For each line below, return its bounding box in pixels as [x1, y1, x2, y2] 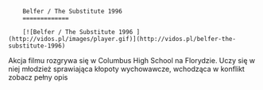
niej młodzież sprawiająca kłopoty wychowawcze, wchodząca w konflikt [8, 64, 245, 73]
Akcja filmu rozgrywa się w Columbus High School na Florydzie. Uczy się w [8, 56, 256, 65]
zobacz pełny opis [8, 73, 68, 82]
